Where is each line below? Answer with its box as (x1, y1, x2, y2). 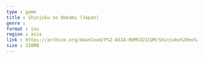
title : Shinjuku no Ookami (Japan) (6, 14, 99, 21)
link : (6, 37, 23, 43)
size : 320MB (6, 43, 39, 49)
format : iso (6, 25, 39, 32)
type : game (6, 8, 36, 15)
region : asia (6, 31, 42, 37)
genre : (6, 20, 26, 26)
